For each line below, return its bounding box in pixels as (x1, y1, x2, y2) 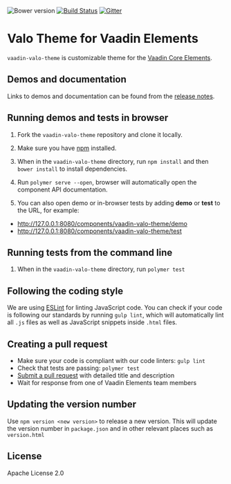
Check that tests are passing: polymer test (17, 364, 140, 372)
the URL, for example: (17, 206, 80, 214)
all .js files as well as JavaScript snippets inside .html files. (7, 318, 178, 326)
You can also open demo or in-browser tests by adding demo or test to (17, 198, 221, 207)
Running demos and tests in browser (7, 112, 169, 124)
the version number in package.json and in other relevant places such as (7, 424, 213, 432)
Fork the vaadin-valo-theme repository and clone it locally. (17, 130, 183, 138)
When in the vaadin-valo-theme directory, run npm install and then (17, 157, 209, 165)
